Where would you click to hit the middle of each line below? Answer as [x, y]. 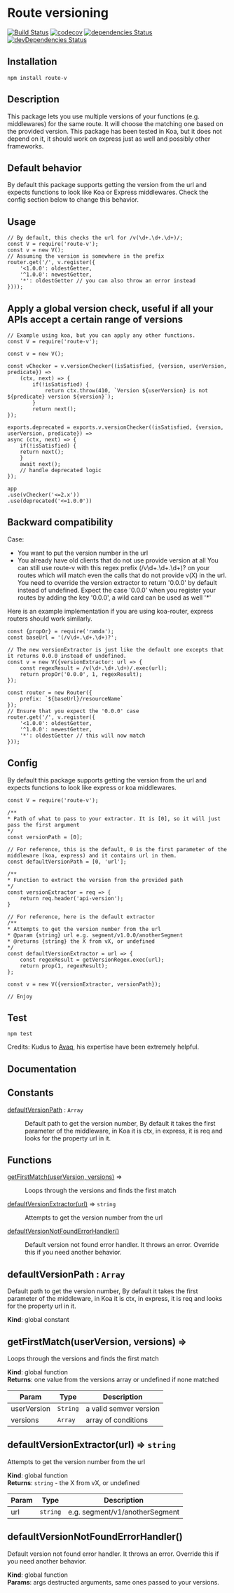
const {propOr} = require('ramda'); [61, 631]
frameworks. [26, 146]
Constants [30, 1093]
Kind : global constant [39, 1320]
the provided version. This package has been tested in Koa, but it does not [115, 131]
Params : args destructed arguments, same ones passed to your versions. [113, 1582]
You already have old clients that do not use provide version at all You [118, 560]
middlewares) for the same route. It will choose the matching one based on [115, 123]
